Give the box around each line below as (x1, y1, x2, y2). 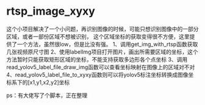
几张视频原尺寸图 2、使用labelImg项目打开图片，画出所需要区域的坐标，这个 (6, 48, 198, 56)
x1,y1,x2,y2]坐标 (29, 78, 70, 86)
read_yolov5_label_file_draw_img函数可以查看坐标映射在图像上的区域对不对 (6, 63, 195, 71)
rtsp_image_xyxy (6, 4, 96, 18)
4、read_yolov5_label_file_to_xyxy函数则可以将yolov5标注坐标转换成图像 (6, 71, 189, 78)
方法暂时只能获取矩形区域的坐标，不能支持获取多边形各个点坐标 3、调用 (6, 56, 188, 63)
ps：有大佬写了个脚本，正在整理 (6, 92, 87, 99)
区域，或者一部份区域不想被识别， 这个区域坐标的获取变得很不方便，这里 (6, 32, 190, 40)
